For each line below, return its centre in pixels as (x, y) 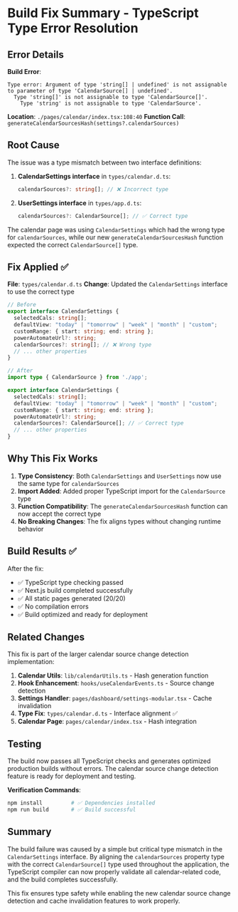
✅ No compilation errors (53, 606)
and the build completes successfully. (63, 879)
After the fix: (26, 569)
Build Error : (24, 72)
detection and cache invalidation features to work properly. (94, 901)
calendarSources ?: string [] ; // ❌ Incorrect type (93, 189)
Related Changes (46, 637)
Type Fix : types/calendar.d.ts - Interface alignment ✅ (98, 713)
